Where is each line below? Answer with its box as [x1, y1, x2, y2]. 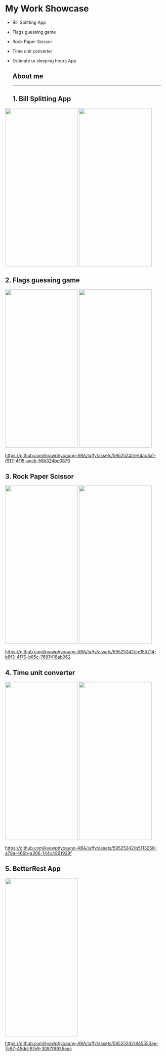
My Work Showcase [5, 3, 89, 14]
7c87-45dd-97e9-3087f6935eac [5, 1046, 72, 1052]
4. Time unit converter [5, 668, 75, 677]
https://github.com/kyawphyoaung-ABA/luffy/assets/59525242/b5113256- [5, 845, 157, 851]
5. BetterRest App [5, 865, 61, 873]
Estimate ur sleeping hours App [12, 57, 77, 63]
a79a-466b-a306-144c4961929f [5, 850, 72, 856]
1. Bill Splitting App [12, 95, 71, 103]
